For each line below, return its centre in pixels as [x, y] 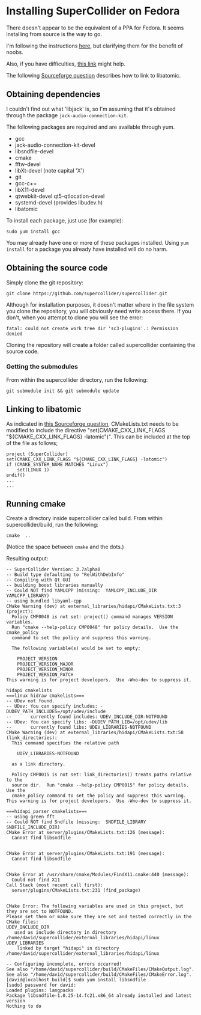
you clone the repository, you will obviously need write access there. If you [99, 311]
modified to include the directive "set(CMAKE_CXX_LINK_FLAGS [86, 430]
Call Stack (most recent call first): [55, 885]
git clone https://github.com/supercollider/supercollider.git [87, 293]
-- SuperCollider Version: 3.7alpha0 [53, 569]
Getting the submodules [42, 367]
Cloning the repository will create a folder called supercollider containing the [101, 345]
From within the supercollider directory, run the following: [77, 379]
